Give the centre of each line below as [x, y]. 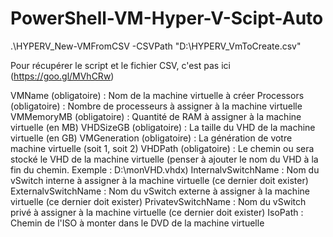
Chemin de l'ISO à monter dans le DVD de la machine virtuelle [137, 223]
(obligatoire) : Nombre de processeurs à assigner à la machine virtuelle [156, 106]
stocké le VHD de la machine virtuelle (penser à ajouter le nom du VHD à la [164, 159]
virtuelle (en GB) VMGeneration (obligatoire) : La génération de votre [151, 138]
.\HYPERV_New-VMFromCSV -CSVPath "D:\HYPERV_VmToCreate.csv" [156, 46]
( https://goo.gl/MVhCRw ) [62, 76]
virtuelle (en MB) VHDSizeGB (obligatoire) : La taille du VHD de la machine [163, 127]
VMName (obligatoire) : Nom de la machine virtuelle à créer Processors [157, 95]
